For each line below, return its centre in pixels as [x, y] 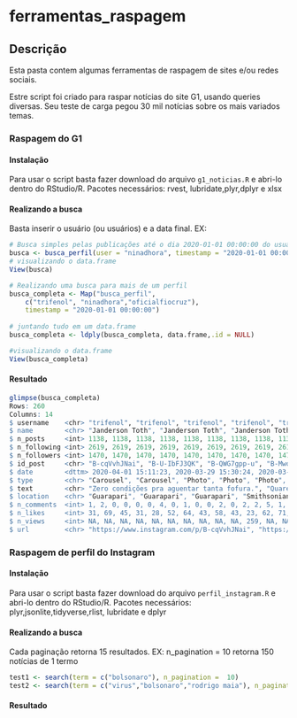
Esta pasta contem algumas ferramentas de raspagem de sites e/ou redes [144, 70]
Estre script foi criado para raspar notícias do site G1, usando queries [135, 97]
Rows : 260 [27, 406]
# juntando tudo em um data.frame [73, 327]
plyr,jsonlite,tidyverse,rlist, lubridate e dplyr [88, 612]
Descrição [38, 49]
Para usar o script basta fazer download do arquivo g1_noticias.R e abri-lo [146, 180]
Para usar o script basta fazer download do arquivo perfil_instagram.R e [143, 593]
